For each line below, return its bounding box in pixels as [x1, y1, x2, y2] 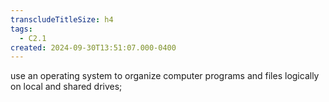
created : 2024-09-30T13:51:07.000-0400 [10, 42, 177, 53]
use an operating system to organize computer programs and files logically [10, 70, 320, 82]
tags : [10, 24, 33, 34]
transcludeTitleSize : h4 [10, 14, 114, 25]
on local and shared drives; [10, 81, 123, 93]
